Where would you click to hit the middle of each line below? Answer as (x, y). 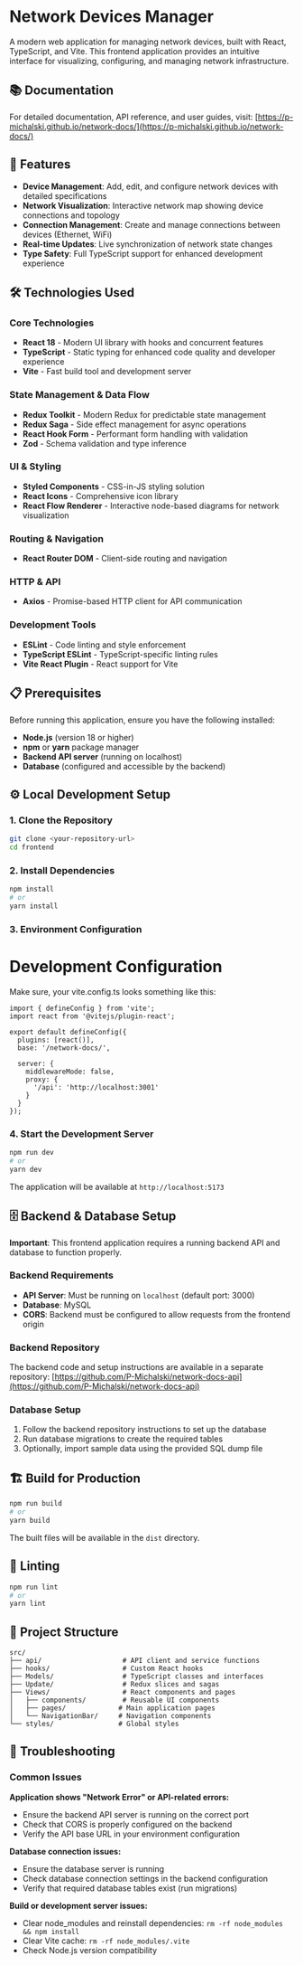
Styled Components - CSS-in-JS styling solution (114, 487)
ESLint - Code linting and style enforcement (104, 645)
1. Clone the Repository (61, 820)
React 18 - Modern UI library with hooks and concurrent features (143, 343)
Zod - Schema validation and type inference (105, 443)
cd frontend (32, 847)
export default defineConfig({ (68, 1032)
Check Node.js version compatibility (90, 1950)
